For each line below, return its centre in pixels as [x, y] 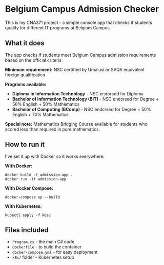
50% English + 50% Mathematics [46, 104]
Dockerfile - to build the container [47, 247]
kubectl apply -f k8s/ [28, 215]
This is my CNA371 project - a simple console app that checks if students [79, 22]
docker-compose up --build [32, 197]
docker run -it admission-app [36, 179]
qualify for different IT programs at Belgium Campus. [58, 27]
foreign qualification [25, 75]
